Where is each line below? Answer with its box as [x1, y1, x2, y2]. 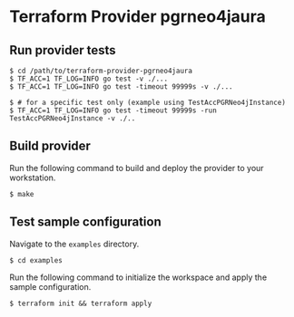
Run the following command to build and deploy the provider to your [9, 162, 265, 173]
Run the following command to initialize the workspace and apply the [9, 272, 268, 283]
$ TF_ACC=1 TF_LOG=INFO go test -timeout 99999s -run [9, 106, 218, 115]
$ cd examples [9, 255, 64, 264]
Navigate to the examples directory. [9, 238, 140, 249]
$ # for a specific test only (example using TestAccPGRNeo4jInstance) [9, 98, 286, 107]
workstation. [9, 172, 56, 183]
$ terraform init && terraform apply [9, 299, 152, 308]
